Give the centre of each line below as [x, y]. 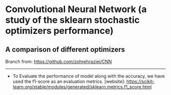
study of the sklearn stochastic [73, 20]
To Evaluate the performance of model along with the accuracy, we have [89, 76]
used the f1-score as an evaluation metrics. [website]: [69, 81]
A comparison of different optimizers [65, 49]
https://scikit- [140, 81]
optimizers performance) [59, 31]
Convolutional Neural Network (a [76, 9]
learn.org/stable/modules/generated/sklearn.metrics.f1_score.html [82, 87]
